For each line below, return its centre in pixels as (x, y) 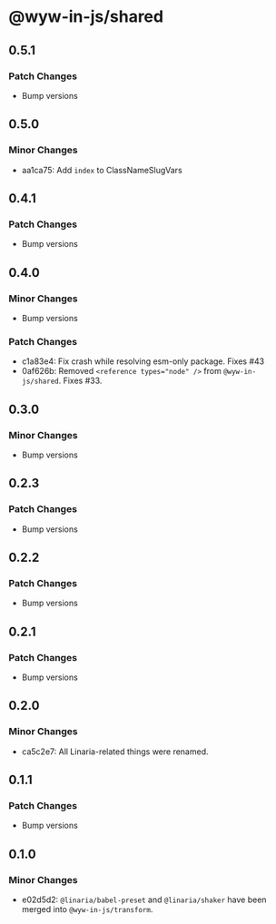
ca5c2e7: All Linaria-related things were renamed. (115, 752)
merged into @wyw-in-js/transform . (87, 909)
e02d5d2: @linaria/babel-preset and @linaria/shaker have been (144, 899)
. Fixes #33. (80, 381)
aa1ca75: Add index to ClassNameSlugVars (102, 170)
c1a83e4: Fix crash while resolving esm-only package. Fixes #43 (143, 361)
